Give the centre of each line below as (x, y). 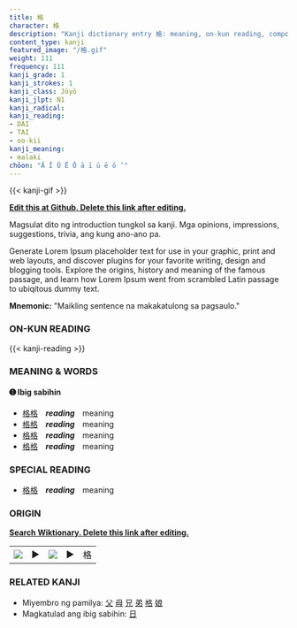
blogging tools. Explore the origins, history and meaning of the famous (137, 270)
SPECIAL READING (50, 470)
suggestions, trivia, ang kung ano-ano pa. (85, 234)
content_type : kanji (47, 42)
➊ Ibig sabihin (35, 392)
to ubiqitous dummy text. (54, 289)
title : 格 (27, 17)
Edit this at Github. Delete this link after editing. (98, 208)
